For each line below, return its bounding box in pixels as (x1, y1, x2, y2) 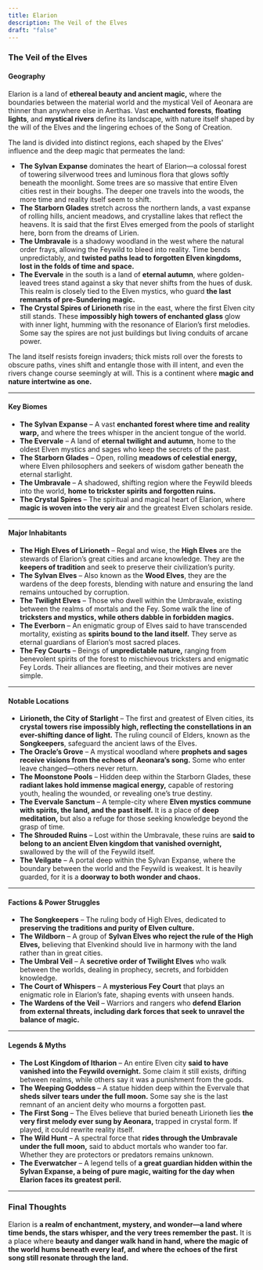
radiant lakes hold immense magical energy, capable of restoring (19, 781, 234, 790)
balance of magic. (19, 1015, 80, 1025)
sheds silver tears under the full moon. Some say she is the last (19, 1091, 229, 1100)
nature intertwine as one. (8, 376, 92, 386)
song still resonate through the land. (8, 1253, 129, 1262)
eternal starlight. (19, 469, 73, 479)
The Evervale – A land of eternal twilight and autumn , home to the (19, 436, 236, 445)
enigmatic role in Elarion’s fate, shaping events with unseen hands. (19, 990, 235, 1000)
